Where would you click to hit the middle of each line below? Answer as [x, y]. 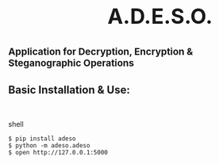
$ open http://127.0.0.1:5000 [58, 153]
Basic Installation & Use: [69, 90]
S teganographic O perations [71, 63]
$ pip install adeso [42, 139]
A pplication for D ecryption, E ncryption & [101, 51]
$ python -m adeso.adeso [49, 146]
